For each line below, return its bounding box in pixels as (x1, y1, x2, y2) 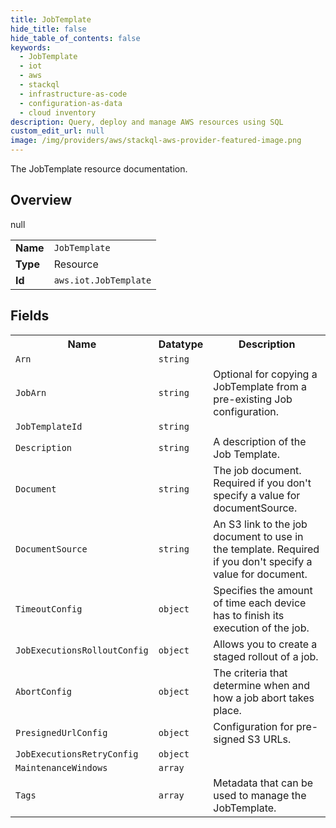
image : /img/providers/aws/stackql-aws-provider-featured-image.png (10, 136, 302, 146)
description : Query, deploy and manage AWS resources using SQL (10, 117, 284, 127)
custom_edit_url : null (10, 126, 105, 136)
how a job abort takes (213, 691, 315, 705)
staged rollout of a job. (213, 649, 319, 663)
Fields (10, 307, 50, 325)
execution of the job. (213, 621, 310, 635)
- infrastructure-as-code (19, 89, 128, 99)
